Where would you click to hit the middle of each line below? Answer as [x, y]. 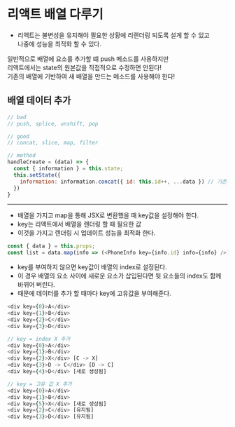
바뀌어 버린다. [36, 285]
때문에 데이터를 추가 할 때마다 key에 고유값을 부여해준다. [94, 293]
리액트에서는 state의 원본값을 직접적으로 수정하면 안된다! [85, 67]
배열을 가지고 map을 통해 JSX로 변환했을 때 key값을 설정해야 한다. [108, 215]
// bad [17, 117]
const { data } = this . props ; [51, 246]
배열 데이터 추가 [39, 101]
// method [22, 156]
